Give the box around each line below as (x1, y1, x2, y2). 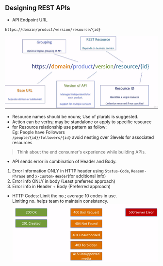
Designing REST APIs (5, 4, 70, 12)
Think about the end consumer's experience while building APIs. (16, 149, 146, 155)
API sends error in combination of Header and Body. (12, 158, 117, 164)
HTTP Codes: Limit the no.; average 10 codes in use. (12, 192, 117, 199)
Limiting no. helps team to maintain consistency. (12, 198, 109, 204)
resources (12, 139, 33, 145)
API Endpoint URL (12, 17, 48, 22)
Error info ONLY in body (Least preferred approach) (12, 178, 115, 184)
